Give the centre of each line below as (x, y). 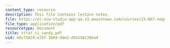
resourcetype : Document (30, 28)
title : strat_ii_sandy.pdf (34, 33)
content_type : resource (30, 10)
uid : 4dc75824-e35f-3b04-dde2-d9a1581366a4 (52, 38)
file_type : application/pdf (35, 24)
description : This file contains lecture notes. (57, 14)
